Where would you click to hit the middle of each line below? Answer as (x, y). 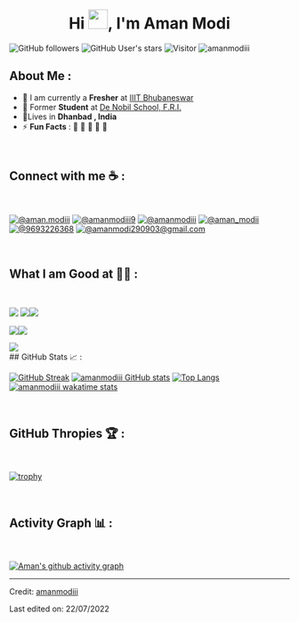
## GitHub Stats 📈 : (46, 357)
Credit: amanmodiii (44, 591)
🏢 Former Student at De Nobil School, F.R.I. (102, 107)
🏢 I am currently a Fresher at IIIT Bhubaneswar (108, 97)
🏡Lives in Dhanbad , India (69, 117)
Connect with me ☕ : (67, 177)
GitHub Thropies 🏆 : (67, 433)
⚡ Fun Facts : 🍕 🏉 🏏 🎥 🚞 (65, 126)
